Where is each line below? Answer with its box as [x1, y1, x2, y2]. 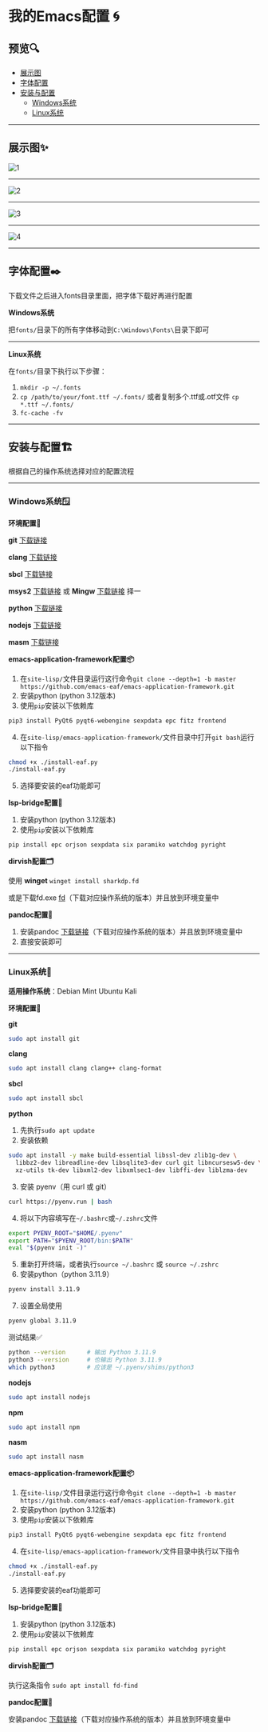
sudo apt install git [8, 1034, 81, 1042]
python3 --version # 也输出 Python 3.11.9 [8, 1355, 162, 1364]
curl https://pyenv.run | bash [8, 1198, 112, 1206]
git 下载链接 [8, 535, 48, 545]
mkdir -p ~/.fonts [19, 383, 81, 392]
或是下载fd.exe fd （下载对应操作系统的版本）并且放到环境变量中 [8, 893, 219, 902]
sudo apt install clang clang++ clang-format [8, 1065, 162, 1073]
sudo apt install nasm [8, 1453, 84, 1461]
